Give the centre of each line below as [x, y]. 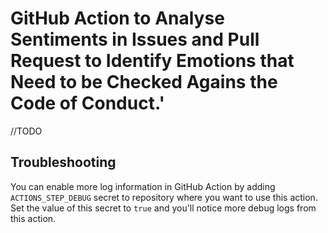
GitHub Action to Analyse [117, 18]
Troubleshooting [63, 162]
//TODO [26, 131]
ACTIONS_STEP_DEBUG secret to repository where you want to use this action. [164, 197]
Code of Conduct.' [87, 103]
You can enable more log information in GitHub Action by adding [143, 186]
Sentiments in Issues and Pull [135, 39]
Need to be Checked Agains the [144, 82]
